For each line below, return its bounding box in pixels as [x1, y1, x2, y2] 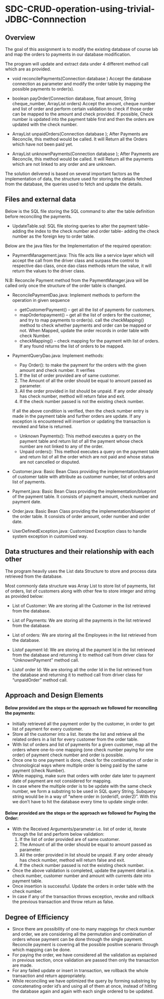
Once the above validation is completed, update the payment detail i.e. [12, 867, 155, 874]
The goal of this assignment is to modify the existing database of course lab [5, 46, 158, 52]
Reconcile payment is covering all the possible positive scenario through [12, 942, 159, 948]
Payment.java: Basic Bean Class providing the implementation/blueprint [12, 488, 157, 494]
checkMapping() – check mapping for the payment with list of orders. [19, 338, 160, 343]
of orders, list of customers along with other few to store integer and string [5, 588, 156, 594]
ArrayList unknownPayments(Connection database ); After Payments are [12, 151, 159, 157]
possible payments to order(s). [12, 86, 74, 91]
